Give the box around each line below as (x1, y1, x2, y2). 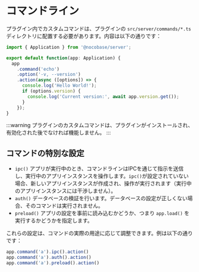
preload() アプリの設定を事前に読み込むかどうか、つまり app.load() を (14, 210, 190, 217)
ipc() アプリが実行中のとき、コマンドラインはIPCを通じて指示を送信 (14, 165, 184, 172)
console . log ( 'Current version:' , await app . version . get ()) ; (27, 93, 179, 100)
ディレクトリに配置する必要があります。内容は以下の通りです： (6, 32, 162, 39)
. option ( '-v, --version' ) (17, 71, 81, 78)
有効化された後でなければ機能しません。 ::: (6, 129, 111, 136)
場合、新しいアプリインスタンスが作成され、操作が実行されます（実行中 (14, 180, 192, 187)
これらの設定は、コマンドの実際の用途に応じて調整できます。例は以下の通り (6, 230, 193, 237)
